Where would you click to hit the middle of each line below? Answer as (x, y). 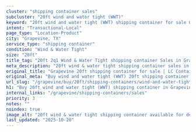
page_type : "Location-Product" (44, 33)
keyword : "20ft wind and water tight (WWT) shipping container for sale (96, 22)
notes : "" (18, 104)
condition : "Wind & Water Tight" (47, 50)
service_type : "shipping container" (50, 44)
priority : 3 (20, 98)
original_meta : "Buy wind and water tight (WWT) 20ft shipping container (98, 77)
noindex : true (23, 109)
